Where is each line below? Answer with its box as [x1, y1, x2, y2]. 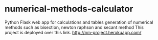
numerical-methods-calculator [4, 3, 134, 14]
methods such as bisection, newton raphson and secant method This [4, 24, 144, 30]
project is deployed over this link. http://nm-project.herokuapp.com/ [4, 29, 142, 35]
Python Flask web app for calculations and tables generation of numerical [4, 19, 154, 25]
